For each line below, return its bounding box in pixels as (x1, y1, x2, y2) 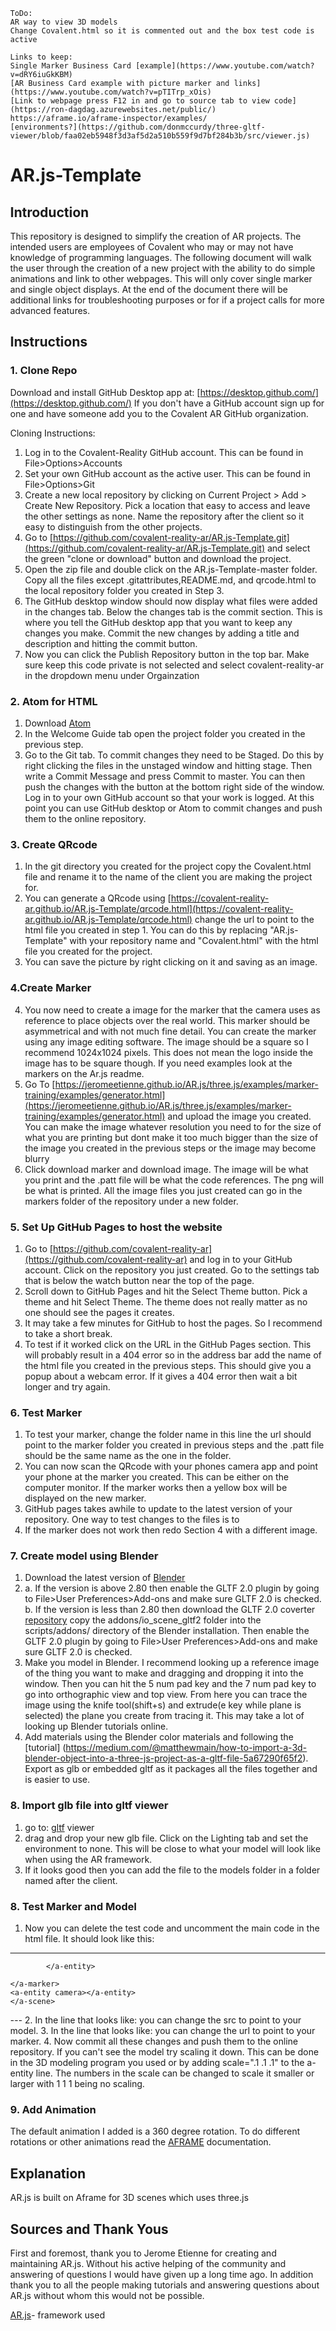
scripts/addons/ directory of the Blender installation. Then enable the (24, 1625, 310, 1637)
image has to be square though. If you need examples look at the (24, 1057, 293, 1069)
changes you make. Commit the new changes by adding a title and (24, 627, 300, 639)
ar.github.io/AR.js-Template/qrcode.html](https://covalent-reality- (24, 903, 294, 915)
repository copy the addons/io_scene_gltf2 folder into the (24, 1614, 262, 1626)
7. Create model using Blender (10, 1549, 159, 1563)
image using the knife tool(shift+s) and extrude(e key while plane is (24, 1699, 302, 1711)
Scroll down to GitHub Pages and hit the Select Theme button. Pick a (24, 1285, 308, 1297)
